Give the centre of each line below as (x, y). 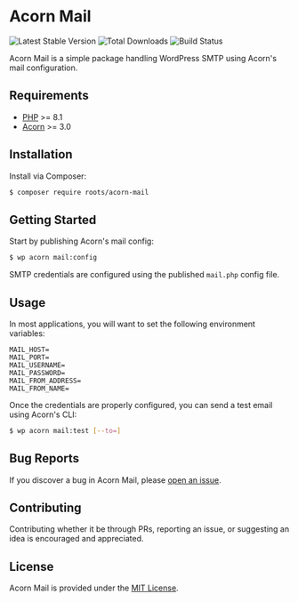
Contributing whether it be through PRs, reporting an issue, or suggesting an (149, 529)
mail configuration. (44, 68)
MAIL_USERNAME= (37, 365)
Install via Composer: (48, 176)
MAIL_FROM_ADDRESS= (45, 381)
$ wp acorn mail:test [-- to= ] (65, 430)
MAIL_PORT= (29, 357)
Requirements (49, 96)
